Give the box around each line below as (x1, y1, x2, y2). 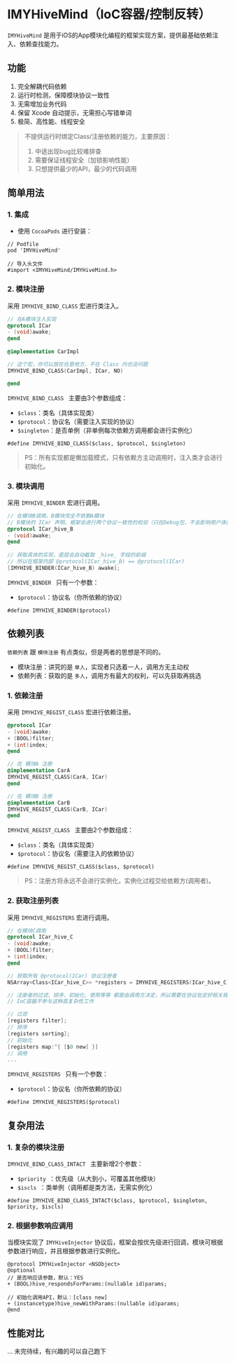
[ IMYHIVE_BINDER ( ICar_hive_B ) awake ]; (7, 564, 120, 571)
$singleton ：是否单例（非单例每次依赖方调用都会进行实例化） (17, 425, 197, 435)
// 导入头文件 (7, 261, 43, 268)
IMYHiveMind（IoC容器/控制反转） (7, 6, 211, 22)
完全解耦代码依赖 (17, 82, 67, 90)
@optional (7, 1267, 36, 1274)
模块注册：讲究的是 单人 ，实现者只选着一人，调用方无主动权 (17, 662, 190, 671)
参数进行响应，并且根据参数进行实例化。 (7, 1247, 124, 1255)
